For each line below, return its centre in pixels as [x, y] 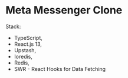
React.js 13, [28, 44]
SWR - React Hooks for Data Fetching [60, 69]
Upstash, [25, 50]
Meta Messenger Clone [64, 10]
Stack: [13, 26]
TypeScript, [28, 38]
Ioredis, [23, 56]
